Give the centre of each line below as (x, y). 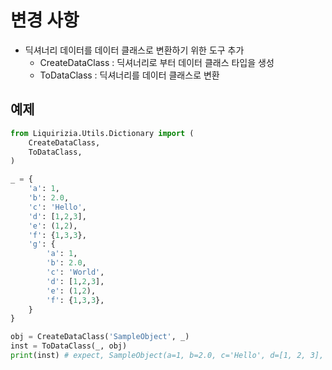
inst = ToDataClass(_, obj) (69, 346)
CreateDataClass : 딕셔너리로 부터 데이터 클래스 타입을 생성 (157, 62)
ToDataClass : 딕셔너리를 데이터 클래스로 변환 (129, 75)
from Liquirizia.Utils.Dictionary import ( (102, 133)
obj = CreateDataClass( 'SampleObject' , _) (100, 337)
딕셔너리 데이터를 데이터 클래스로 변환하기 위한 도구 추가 (134, 50)
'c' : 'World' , (75, 272)
